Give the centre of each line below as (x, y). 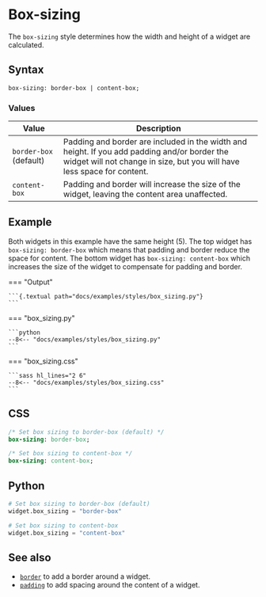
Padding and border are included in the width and (155, 142)
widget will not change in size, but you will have (151, 162)
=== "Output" (30, 282)
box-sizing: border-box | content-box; (74, 88)
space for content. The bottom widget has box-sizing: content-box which (129, 258)
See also (30, 557)
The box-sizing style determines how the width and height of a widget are (129, 36)
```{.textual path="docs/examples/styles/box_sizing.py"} (106, 296)
